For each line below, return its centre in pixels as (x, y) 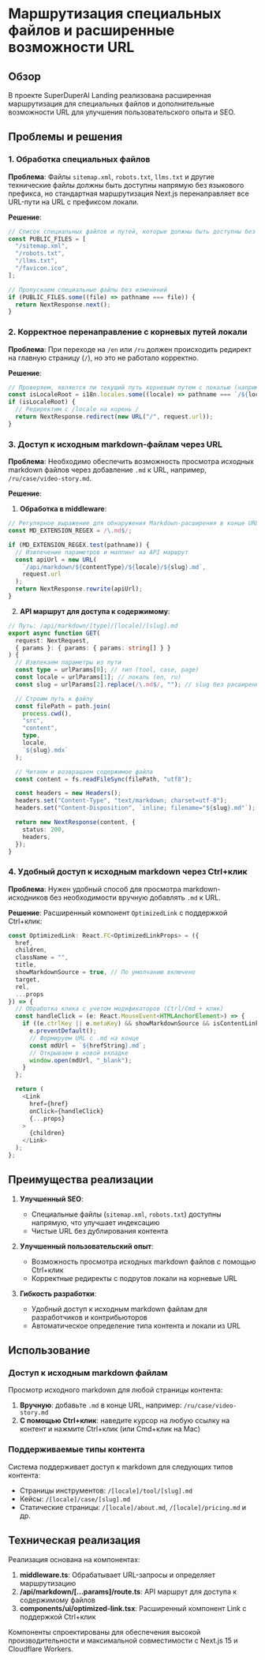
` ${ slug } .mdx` (45, 750)
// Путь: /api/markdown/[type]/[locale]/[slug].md (93, 626)
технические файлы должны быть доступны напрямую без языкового (126, 185)
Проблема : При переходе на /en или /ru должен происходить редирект (130, 349)
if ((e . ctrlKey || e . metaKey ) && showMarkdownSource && (116, 1024)
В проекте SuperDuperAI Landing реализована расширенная (110, 95)
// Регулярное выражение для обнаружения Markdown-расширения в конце (127, 523)
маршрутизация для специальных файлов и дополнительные (111, 104)
